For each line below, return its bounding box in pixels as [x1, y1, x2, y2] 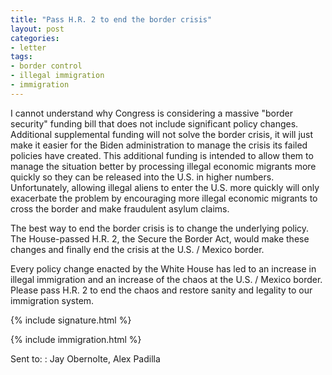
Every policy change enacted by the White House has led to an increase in [10, 262, 317, 275]
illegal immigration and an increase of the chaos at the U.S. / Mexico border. [10, 273, 323, 285]
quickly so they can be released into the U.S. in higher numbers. [10, 171, 275, 183]
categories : [10, 33, 60, 43]
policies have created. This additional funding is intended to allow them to [10, 149, 314, 161]
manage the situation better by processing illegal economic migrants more [10, 160, 317, 172]
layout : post [10, 24, 65, 34]
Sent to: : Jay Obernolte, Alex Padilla [10, 352, 161, 365]
